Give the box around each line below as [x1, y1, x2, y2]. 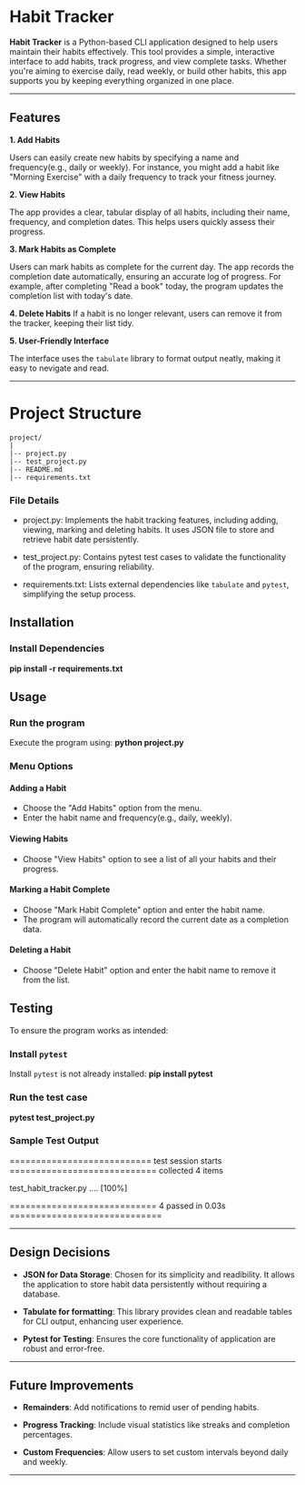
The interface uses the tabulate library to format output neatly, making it [9, 352, 281, 363]
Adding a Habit [9, 782, 67, 793]
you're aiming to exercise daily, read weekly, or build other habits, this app [9, 66, 288, 76]
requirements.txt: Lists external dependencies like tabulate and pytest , [22, 578, 290, 589]
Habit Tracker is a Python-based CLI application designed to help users [9, 36, 279, 47]
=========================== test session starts [9, 1154, 222, 1166]
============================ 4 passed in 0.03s [9, 1200, 226, 1211]
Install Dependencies [9, 642, 105, 655]
